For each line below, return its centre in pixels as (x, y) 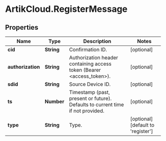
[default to (142, 125)
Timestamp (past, (89, 92)
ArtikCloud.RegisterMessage (66, 9)
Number (55, 101)
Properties (22, 27)
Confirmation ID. (88, 49)
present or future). (90, 98)
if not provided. (87, 111)
